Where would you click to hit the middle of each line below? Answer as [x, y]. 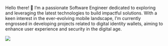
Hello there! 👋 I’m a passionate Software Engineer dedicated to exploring [80, 8]
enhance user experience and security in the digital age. [64, 29]
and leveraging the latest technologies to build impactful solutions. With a [81, 13]
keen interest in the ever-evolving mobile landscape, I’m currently [73, 18]
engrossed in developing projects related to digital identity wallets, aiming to [84, 23]
